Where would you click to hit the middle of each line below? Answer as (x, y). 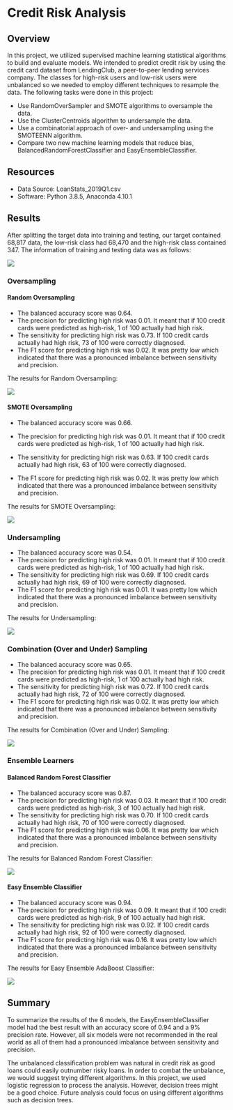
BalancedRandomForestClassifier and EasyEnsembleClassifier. (107, 150)
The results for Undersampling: (52, 618)
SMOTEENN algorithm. (50, 135)
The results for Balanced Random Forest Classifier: (80, 858)
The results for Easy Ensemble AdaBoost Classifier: (81, 968)
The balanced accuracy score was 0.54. (75, 553)
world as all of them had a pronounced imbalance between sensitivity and (113, 1042)
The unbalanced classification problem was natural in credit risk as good (111, 1063)
